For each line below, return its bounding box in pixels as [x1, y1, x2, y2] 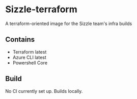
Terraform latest [12, 48, 47, 55]
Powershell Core [12, 60, 47, 66]
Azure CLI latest [12, 54, 47, 60]
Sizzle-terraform [5, 4, 77, 15]
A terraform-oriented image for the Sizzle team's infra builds [5, 20, 132, 27]
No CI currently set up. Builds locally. [5, 88, 83, 94]
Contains [5, 35, 35, 44]
